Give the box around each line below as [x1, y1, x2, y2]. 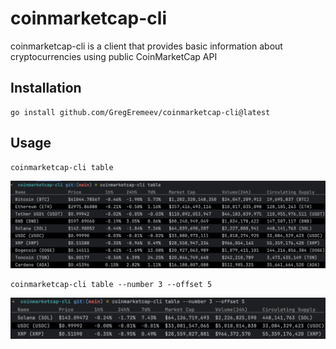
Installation [10, 80, 82, 97]
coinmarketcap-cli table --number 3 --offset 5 [10, 279, 213, 289]
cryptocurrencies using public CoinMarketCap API [10, 50, 218, 62]
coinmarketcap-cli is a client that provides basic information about [10, 40, 283, 52]
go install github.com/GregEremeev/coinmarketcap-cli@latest [10, 107, 271, 117]
